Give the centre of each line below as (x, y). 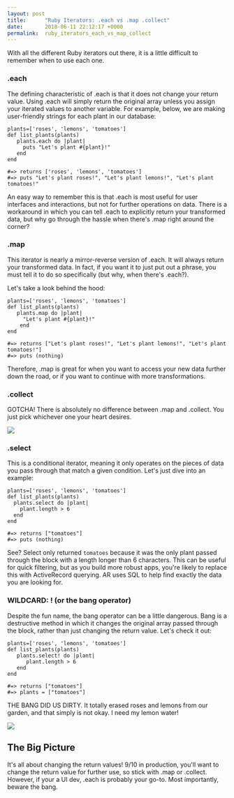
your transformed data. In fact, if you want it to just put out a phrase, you (112, 267)
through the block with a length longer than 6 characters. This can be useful (117, 560)
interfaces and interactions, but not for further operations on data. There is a (117, 204)
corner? (19, 226)
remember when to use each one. (56, 61)
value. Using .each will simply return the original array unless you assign (111, 101)
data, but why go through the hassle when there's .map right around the (111, 219)
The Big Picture (41, 748)
